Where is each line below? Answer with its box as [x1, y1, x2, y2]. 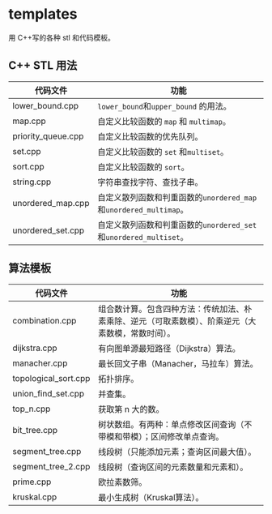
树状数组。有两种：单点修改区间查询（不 [98, 418, 253, 430]
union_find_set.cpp [12, 388, 85, 399]
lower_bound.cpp [12, 100, 79, 111]
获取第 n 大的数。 [98, 403, 164, 414]
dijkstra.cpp [12, 342, 58, 353]
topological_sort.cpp [12, 372, 91, 383]
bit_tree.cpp [12, 424, 58, 435]
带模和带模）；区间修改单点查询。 [98, 430, 224, 442]
